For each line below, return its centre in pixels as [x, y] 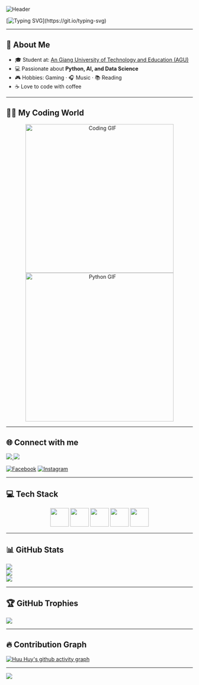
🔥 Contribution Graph [46, 645]
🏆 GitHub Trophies [42, 604]
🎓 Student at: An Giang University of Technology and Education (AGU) [102, 59]
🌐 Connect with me [42, 443]
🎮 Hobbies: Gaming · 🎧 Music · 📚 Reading [68, 77]
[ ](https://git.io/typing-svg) [56, 21]
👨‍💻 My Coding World [45, 113]
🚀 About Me [28, 45]
